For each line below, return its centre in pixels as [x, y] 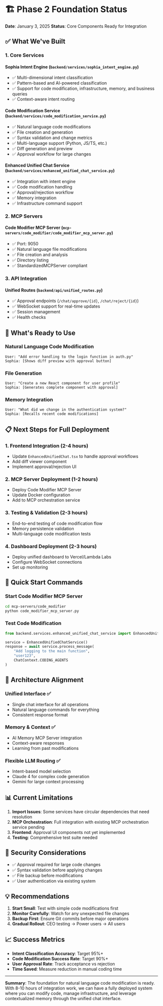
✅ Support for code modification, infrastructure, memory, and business [83, 88]
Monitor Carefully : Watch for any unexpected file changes [71, 913]
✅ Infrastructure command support [47, 203]
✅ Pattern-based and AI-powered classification [59, 83]
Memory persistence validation [43, 528]
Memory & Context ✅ [30, 727]
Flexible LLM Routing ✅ [33, 761]
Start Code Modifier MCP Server [44, 596]
